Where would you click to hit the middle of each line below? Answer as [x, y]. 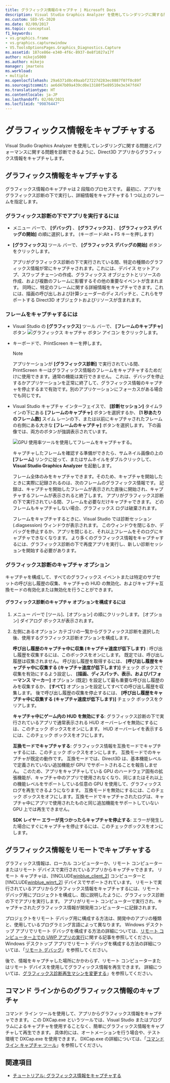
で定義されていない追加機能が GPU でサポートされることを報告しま [83, 765]
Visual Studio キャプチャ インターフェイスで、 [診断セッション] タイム [85, 406]
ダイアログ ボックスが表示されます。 [58, 620]
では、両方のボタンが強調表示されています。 [63, 432]
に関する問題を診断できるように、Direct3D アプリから [83, 152]
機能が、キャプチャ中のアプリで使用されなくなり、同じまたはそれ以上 [90, 777]
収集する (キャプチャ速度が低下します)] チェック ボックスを [97, 699]
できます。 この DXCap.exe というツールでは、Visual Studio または [79, 1020]
